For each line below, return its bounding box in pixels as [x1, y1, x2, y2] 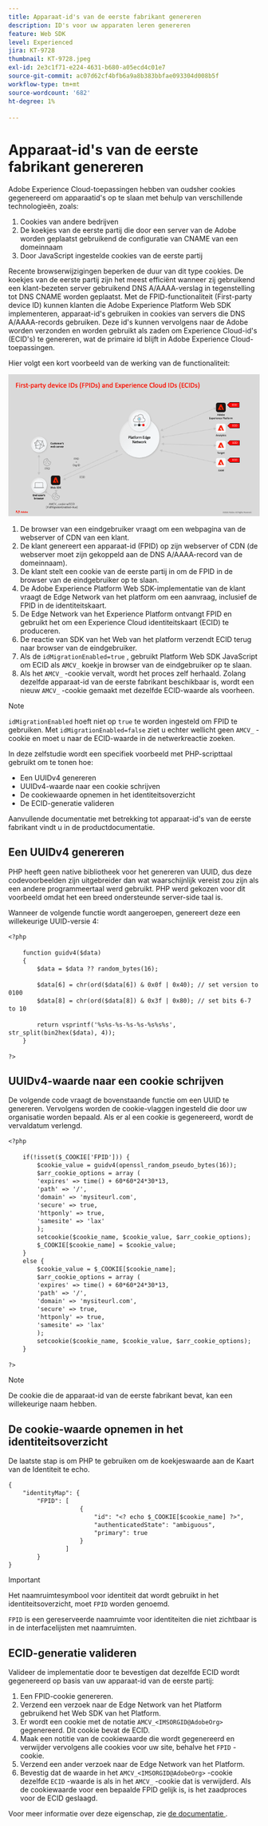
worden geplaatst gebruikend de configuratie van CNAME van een [19, 234, 238, 244]
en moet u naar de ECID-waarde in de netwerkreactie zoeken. [31, 733, 235, 743]
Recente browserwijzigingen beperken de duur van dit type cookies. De [8, 266, 244, 276]
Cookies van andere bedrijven [19, 217, 119, 227]
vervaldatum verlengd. [8, 1121, 83, 1130]
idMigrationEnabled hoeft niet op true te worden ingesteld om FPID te [8, 716, 238, 726]
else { [22, 1258, 45, 1266]
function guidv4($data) [22, 948, 102, 957]
